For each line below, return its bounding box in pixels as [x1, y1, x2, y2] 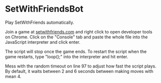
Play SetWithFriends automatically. [5, 19, 74, 25]
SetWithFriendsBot [5, 3, 83, 15]
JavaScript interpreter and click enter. [5, 39, 81, 45]
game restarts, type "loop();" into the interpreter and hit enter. [5, 53, 129, 59]
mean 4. [5, 73, 22, 79]
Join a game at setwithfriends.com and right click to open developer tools [5, 29, 153, 34]
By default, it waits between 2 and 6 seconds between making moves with [5, 68, 154, 74]
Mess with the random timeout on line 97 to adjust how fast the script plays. [5, 63, 157, 69]
